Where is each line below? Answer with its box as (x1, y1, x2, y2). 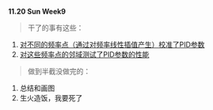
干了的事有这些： (27, 23, 84, 32)
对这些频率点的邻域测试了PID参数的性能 (19, 50, 150, 59)
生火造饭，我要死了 (19, 93, 83, 102)
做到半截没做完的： (27, 66, 91, 76)
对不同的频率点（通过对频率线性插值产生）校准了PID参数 (19, 40, 205, 49)
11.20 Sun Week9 (8, 7, 66, 16)
